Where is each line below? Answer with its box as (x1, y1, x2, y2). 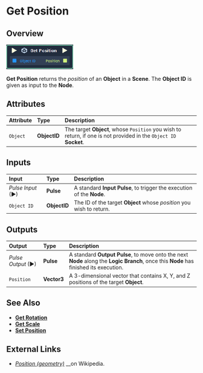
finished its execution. (69, 264, 124, 271)
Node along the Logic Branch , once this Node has (69, 257, 195, 264)
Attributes (6, 99, 45, 109)
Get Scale (14, 320, 40, 327)
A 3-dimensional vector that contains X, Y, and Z (69, 272, 190, 279)
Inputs (6, 158, 31, 168)
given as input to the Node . (6, 81, 74, 89)
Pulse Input (8, 184, 37, 191)
